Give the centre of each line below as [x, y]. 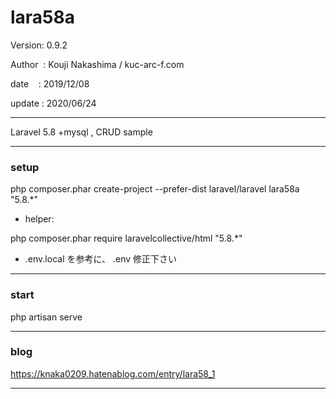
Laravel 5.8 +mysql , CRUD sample [81, 132]
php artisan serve [46, 317]
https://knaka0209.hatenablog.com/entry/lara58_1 [113, 373]
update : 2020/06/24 [53, 103]
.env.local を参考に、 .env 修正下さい [101, 259]
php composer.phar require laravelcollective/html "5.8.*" [126, 238]
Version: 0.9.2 [39, 45]
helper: [39, 219]
